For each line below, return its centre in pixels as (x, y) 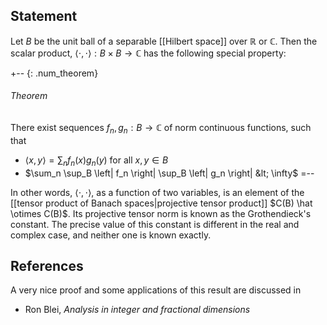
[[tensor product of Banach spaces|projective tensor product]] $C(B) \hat (161, 203)
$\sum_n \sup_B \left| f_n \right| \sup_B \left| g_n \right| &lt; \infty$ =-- (169, 173)
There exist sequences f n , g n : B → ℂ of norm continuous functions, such (161, 129)
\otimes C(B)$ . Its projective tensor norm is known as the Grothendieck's (161, 213)
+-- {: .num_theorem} (54, 73)
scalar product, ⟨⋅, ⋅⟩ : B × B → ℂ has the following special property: (148, 53)
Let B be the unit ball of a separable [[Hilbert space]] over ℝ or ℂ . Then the (164, 41)
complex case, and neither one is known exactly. (111, 235)
